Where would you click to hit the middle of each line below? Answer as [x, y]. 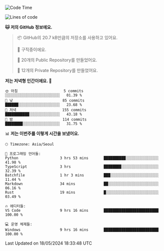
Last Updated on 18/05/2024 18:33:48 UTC [48, 243]
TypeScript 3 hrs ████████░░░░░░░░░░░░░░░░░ [82, 167]
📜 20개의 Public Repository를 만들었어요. [57, 60]
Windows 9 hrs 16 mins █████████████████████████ [82, 230]
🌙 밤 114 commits [46, 120]
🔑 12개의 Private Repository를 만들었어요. [57, 70]
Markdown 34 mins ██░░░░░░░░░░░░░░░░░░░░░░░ [82, 184]
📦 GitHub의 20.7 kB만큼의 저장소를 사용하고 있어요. [67, 38]
